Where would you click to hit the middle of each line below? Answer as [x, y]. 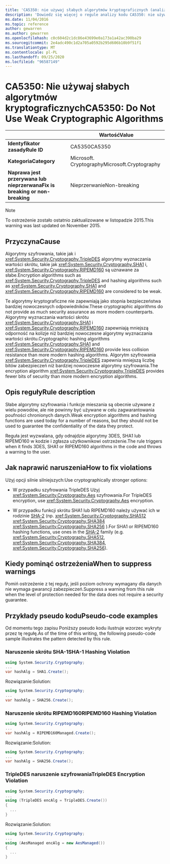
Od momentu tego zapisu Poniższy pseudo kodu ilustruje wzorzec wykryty [83, 628]
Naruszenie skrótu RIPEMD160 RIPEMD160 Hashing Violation [81, 713]
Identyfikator [24, 144]
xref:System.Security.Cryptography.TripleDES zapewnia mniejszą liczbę [80, 360]
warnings [20, 572]
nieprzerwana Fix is [31, 185]
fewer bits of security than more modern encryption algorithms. [72, 376]
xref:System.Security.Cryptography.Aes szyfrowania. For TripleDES [82, 495]
